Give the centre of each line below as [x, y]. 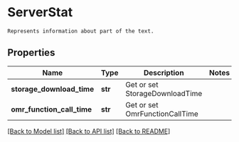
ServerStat [40, 12]
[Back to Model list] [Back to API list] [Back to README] [89, 131]
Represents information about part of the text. [81, 31]
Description [164, 73]
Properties [31, 53]
